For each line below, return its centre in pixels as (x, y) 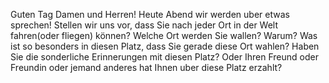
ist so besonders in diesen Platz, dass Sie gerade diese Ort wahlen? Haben (165, 46)
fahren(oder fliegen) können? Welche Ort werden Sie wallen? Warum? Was (164, 35)
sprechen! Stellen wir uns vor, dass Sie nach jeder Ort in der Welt (144, 25)
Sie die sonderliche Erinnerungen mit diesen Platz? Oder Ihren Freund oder (164, 57)
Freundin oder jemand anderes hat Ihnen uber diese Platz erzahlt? (146, 67)
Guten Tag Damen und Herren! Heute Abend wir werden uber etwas (150, 14)
